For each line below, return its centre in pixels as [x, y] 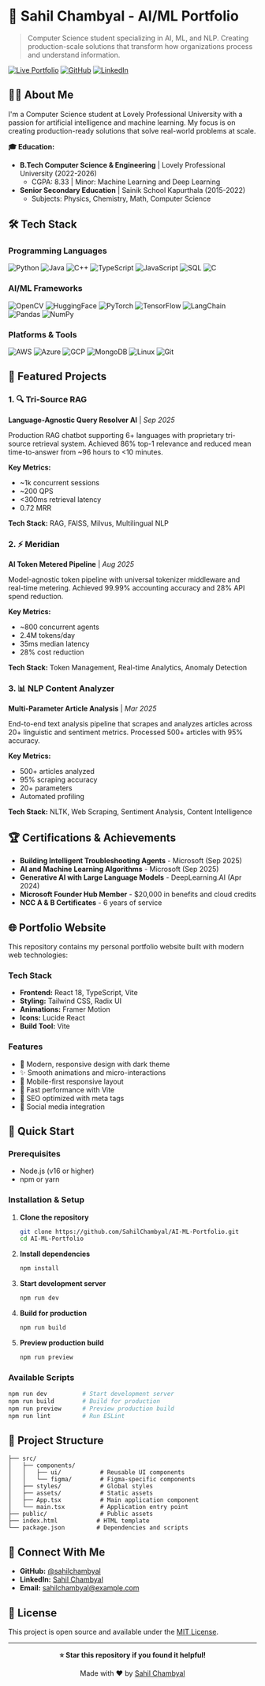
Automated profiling [52, 797]
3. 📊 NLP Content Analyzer [62, 688]
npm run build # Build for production [84, 1401]
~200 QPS [36, 491]
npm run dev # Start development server [91, 1394]
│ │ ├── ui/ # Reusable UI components [97, 1473]
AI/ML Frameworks [45, 289]
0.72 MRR [35, 507]
